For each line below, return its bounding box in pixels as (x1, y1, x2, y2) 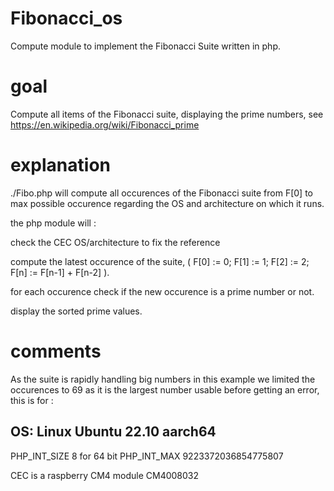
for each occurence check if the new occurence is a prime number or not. (10, 285, 315, 297)
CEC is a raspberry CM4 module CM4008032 (10, 469, 200, 481)
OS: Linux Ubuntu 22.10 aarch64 (10, 423, 217, 441)
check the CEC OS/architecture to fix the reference (10, 236, 221, 248)
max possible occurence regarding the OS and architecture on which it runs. (10, 197, 325, 209)
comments (10, 340, 102, 362)
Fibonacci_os (10, 7, 123, 30)
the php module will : (10, 217, 97, 229)
